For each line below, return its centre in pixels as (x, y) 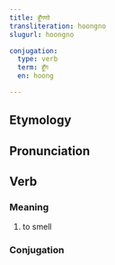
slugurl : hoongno (42, 34)
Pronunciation (50, 151)
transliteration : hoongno (57, 26)
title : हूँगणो (30, 18)
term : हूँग (33, 68)
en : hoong (35, 76)
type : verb (38, 59)
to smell (37, 227)
